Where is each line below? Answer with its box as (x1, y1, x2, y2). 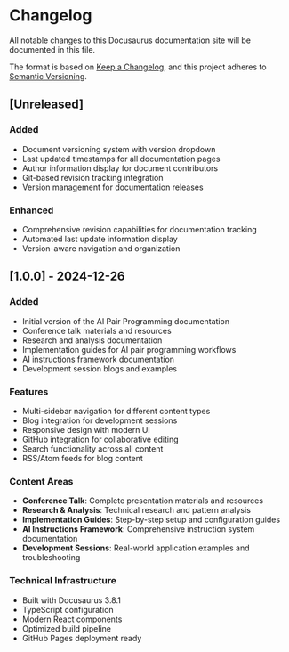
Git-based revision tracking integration (21, 172, 164, 183)
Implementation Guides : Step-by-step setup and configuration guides (21, 514, 281, 526)
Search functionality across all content (21, 443, 164, 454)
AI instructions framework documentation (21, 354, 175, 364)
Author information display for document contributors (21, 162, 219, 174)
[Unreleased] (9, 97, 84, 112)
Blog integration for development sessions (21, 415, 178, 426)
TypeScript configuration (21, 604, 114, 615)
